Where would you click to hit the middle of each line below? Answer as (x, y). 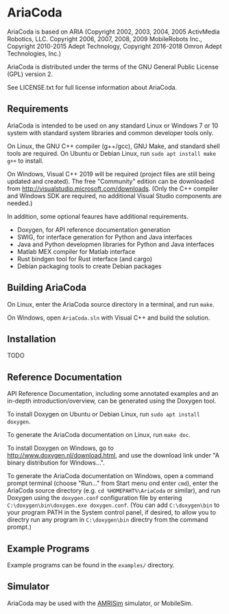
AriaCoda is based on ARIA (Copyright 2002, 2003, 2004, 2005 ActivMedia (113, 32)
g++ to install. (25, 161)
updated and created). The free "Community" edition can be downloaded (111, 181)
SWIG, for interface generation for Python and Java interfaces (105, 237)
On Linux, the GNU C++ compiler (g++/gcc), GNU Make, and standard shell (114, 146)
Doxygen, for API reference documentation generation (94, 229)
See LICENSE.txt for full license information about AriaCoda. (92, 87)
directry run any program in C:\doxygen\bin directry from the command (108, 520)
